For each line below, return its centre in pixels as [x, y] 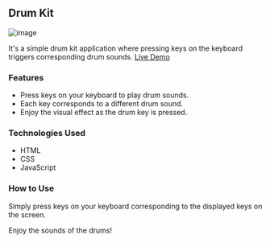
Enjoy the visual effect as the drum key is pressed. [104, 113]
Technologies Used [47, 134]
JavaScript [38, 167]
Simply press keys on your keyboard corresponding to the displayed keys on [135, 206]
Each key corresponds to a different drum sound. [102, 104]
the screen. [27, 214]
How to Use [31, 188]
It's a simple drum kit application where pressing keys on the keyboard [126, 48]
